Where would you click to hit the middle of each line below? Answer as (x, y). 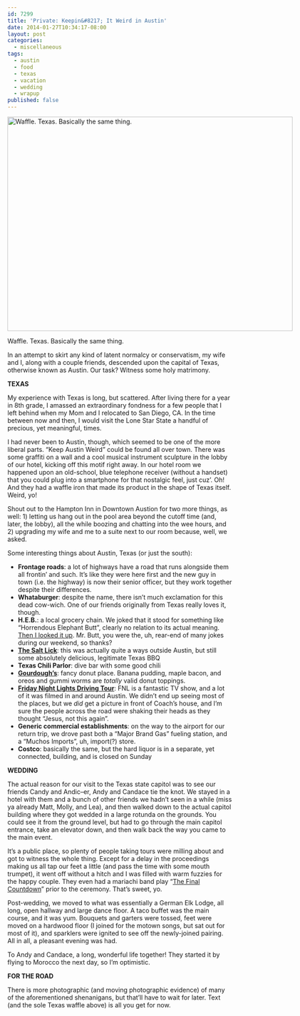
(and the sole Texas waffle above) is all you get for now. (89, 1005)
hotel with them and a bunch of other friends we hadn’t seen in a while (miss (120, 799)
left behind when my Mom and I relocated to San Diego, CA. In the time (112, 413)
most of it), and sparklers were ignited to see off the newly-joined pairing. (115, 933)
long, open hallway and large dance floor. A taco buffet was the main (108, 910)
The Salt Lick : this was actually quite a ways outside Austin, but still (117, 650)
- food (24, 67)
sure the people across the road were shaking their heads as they (114, 711)
